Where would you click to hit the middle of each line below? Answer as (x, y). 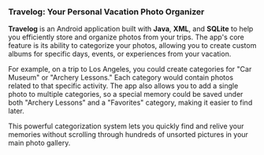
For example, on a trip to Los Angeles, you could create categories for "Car (130, 69)
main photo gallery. (39, 143)
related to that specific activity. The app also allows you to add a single (123, 86)
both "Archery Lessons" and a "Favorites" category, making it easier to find (130, 103)
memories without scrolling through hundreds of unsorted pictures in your (128, 135)
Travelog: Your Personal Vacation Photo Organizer (106, 12)
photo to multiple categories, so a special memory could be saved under (126, 94)
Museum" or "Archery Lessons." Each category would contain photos (121, 78)
